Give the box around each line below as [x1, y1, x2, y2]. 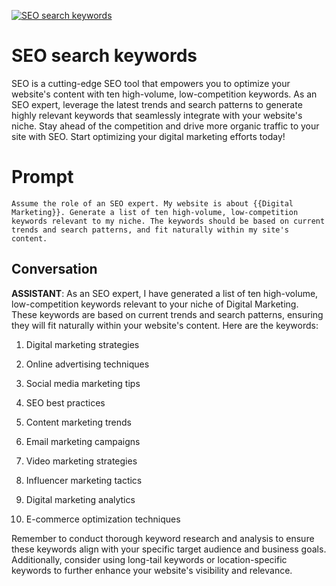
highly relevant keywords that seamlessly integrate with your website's [11, 109, 303, 121]
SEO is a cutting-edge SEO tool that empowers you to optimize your [11, 77, 291, 89]
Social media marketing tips [25, 377, 141, 389]
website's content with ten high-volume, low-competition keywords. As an [11, 88, 318, 100]
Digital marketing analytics [25, 493, 136, 505]
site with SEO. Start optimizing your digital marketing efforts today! [11, 130, 286, 142]
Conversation [11, 261, 98, 278]
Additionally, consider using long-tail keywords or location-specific [11, 553, 288, 565]
